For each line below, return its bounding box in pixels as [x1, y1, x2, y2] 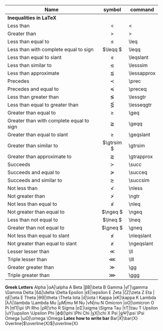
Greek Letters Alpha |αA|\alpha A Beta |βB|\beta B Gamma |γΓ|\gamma [5, 284, 148, 290]
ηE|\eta [5, 294, 20, 300]
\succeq [128, 169, 147, 176]
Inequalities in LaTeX [7, 15, 57, 21]
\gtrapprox [128, 153, 153, 160]
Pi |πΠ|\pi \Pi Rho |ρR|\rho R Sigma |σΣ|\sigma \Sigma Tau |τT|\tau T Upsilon [5, 305, 158, 311]
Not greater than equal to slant [7, 240, 77, 247]
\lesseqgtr [128, 102, 152, 108]
